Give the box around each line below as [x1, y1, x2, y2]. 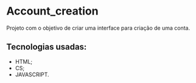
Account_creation [6, 4, 99, 18]
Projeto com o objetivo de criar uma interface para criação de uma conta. [6, 24, 191, 32]
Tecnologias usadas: [6, 42, 87, 52]
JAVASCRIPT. [15, 71, 50, 78]
